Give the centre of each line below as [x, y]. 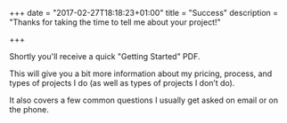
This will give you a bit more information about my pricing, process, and [141, 73]
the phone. [29, 109]
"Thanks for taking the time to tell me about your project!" [115, 22]
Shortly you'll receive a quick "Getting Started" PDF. [105, 56]
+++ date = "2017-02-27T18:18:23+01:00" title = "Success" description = [144, 13]
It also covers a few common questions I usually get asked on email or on [144, 100]
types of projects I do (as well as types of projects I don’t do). [122, 83]
